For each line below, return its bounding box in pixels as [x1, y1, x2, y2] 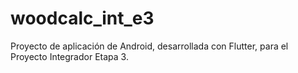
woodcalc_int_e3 [10, 7, 155, 30]
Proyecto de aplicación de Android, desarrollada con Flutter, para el [10, 40, 289, 52]
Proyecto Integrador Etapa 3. [10, 50, 129, 62]
